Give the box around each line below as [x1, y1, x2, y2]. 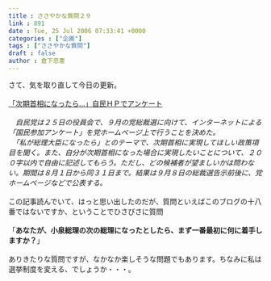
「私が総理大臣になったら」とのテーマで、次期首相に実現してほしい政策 [15, 137, 252, 147]
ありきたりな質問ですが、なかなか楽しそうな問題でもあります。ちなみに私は [8, 254, 262, 263]
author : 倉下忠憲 [8, 57, 66, 65]
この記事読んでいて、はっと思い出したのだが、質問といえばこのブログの [8, 196, 248, 206]
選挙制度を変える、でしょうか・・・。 [8, 264, 135, 274]
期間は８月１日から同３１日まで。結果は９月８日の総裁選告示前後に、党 [22, 167, 263, 178]
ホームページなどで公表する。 [8, 178, 107, 187]
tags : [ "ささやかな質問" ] [8, 42, 91, 50]
